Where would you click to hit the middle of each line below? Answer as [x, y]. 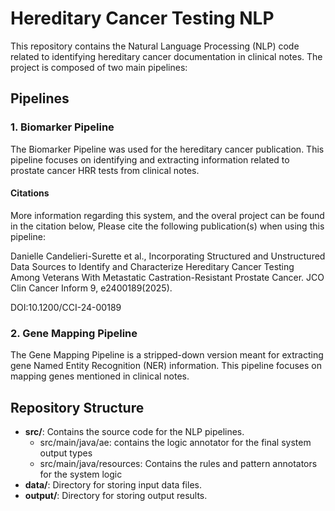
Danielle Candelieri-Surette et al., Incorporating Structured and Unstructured [168, 256]
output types [66, 453]
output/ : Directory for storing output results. [116, 495]
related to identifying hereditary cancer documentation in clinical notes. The [166, 56]
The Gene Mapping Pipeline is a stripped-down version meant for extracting [167, 355]
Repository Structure [77, 407]
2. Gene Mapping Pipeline [74, 333]
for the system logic [81, 474]
